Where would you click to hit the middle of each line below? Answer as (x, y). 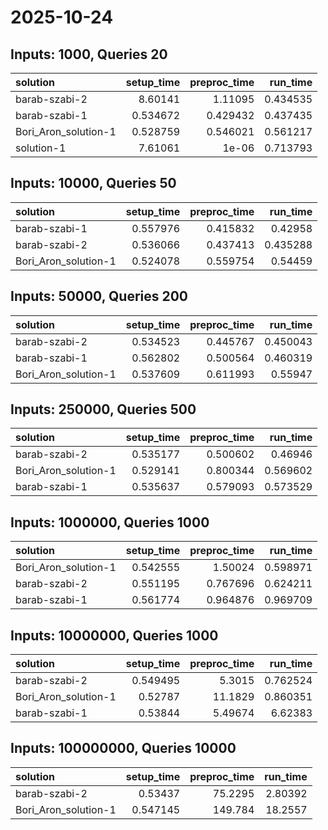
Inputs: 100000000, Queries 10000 (123, 748)
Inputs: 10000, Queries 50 (93, 183)
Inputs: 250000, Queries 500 (103, 409)
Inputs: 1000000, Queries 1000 (110, 522)
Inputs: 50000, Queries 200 (99, 296)
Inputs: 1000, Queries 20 (89, 54)
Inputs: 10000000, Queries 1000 (114, 635)
